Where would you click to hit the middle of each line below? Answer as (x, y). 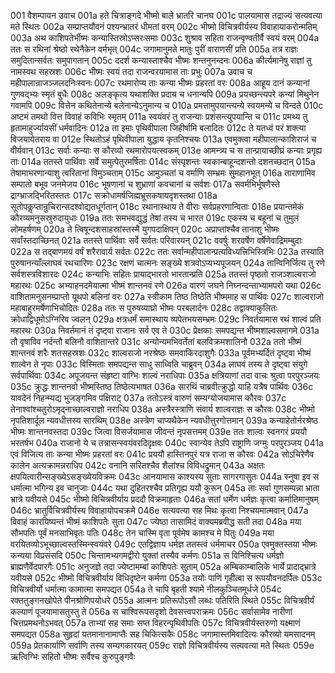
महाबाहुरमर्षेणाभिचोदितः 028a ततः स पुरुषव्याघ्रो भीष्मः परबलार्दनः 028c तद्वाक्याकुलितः (144, 308)
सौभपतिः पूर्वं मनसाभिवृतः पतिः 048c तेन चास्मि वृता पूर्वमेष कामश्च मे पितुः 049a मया (142, 533)
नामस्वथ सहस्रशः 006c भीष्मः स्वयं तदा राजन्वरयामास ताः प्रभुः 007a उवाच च (131, 71)
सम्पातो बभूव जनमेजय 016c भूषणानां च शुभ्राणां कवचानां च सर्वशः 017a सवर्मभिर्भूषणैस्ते (145, 184)
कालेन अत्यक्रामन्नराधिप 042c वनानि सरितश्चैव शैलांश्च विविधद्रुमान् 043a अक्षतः (138, 465)
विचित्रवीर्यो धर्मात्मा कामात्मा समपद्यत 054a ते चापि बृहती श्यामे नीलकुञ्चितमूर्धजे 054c (146, 589)
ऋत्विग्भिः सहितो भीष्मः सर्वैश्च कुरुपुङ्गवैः (72, 656)
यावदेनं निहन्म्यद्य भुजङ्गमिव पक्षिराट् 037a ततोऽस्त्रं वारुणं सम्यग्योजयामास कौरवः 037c (148, 398)
